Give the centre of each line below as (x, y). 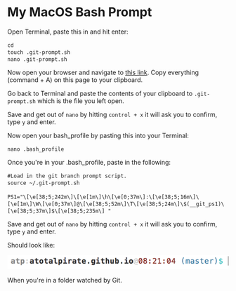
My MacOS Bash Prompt (80, 12)
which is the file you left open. (81, 101)
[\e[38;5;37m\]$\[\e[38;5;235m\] (56, 211)
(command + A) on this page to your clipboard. (75, 80)
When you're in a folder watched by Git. (65, 280)
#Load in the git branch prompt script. (67, 176)
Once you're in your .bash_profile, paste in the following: (89, 162)
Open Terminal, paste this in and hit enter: (68, 32)
